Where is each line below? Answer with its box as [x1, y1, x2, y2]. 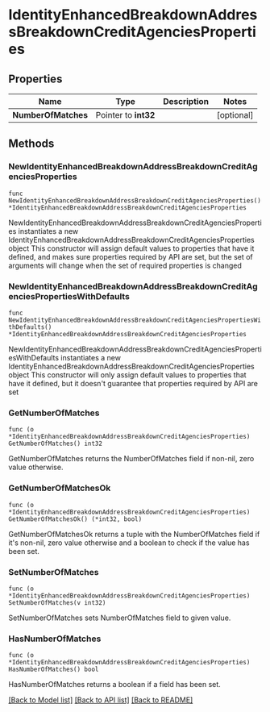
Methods [8, 137, 55, 151]
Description [162, 96, 210, 106]
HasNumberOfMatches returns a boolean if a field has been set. [8, 680, 222, 689]
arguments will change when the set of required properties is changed [8, 260, 242, 270]
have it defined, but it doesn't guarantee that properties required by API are [8, 378, 258, 388]
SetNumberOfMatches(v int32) [8, 598, 106, 606]
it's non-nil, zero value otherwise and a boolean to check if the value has [8, 538, 250, 548]
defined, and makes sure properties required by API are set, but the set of [8, 252, 254, 261]
